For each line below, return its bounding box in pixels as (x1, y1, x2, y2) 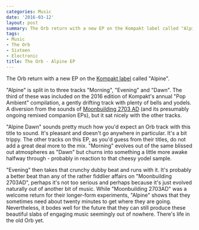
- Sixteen (6, 48, 31, 53)
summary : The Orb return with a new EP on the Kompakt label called (6, 25, 179, 31)
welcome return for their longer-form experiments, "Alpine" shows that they (6, 191, 191, 199)
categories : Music (6, 8, 52, 15)
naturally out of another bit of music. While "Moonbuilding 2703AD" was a (6, 185, 187, 192)
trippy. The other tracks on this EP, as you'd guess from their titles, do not (6, 136, 186, 143)
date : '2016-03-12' (6, 14, 54, 20)
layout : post (6, 20, 38, 26)
